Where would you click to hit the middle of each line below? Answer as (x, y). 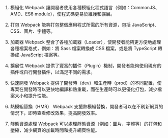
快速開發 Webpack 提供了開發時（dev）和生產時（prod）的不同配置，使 (86, 83)
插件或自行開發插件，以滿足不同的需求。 (52, 72)
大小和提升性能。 (33, 96)
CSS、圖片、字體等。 (32, 31)
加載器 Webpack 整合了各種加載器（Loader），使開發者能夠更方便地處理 (86, 42)
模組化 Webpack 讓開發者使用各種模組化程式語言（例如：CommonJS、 (85, 7)
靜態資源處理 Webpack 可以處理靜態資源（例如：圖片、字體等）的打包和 (86, 124)
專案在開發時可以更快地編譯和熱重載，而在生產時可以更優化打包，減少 (84, 89)
